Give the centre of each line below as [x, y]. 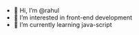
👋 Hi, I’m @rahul [36, 10]
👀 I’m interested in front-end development [73, 17]
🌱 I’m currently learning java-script [63, 25]
